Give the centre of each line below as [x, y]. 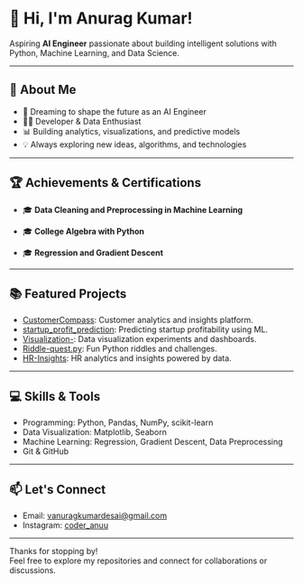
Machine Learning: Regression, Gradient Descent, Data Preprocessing [152, 442]
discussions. [32, 570]
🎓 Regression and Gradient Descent [93, 253]
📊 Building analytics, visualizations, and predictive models [131, 131]
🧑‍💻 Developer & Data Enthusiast [82, 121]
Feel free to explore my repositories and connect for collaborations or [138, 560]
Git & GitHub [46, 451]
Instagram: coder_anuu [65, 525]
